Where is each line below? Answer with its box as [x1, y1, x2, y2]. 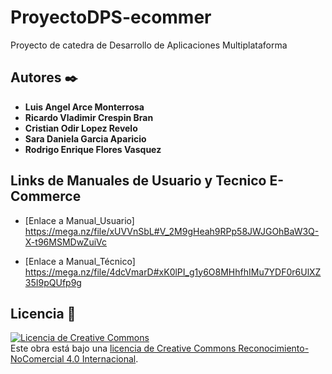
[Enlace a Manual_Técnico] [24, 255, 136, 267]
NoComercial [10, 353, 65, 365]
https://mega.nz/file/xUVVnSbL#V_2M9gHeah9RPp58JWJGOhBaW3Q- [24, 225, 320, 237]
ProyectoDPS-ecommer [10, 6, 212, 29]
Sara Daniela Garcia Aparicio [24, 132, 147, 145]
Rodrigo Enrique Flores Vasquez [24, 143, 162, 155]
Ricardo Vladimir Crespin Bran [24, 111, 154, 123]
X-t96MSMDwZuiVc [24, 236, 108, 248]
